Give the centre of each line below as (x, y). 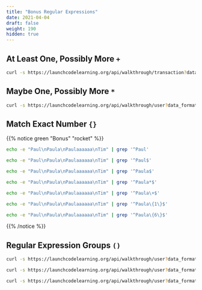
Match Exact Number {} (52, 124)
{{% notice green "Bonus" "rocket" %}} (55, 139)
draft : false (23, 23)
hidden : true (23, 34)
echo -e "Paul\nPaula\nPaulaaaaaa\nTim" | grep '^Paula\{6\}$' (87, 215)
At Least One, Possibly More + (63, 59)
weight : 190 (21, 29)
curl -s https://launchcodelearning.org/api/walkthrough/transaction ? (96, 72)
